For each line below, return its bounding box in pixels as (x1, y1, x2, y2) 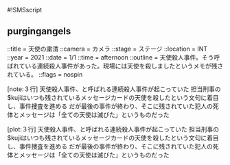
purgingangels (7, 25, 71, 37)
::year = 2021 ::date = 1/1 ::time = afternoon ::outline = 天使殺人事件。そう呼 (7, 53, 220, 61)
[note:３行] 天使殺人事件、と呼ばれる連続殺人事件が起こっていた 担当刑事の (7, 85, 221, 93)
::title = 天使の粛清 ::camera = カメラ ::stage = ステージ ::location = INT (7, 45, 208, 53)
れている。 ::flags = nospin (7, 70, 83, 78)
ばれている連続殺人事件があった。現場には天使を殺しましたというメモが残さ (7, 62, 224, 70)
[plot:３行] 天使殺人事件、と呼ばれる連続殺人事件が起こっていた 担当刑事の (7, 125, 220, 133)
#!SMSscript (7, 6, 43, 14)
